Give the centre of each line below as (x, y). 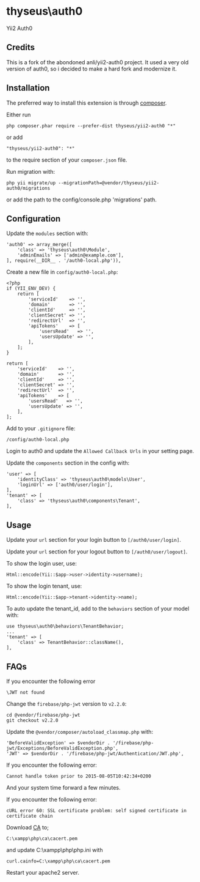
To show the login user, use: (42, 564)
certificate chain (30, 816)
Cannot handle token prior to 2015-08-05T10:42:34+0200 (79, 776)
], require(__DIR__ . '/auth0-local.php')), (64, 261)
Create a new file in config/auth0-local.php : (62, 272)
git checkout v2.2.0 (33, 720)
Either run (19, 114)
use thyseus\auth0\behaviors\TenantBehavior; (65, 626)
